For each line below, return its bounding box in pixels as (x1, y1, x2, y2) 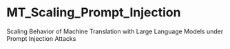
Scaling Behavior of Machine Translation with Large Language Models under (6, 27, 224, 35)
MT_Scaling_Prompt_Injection (6, 5, 181, 20)
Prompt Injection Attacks (6, 34, 76, 42)
